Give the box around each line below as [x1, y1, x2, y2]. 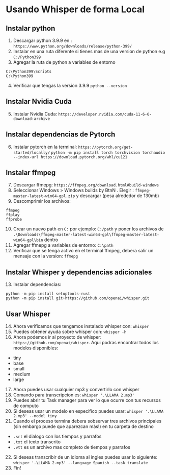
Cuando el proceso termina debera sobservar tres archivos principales [13, 418, 162, 424]
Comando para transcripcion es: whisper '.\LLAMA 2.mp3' [13, 392, 135, 398]
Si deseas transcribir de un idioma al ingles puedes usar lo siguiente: [13, 454, 157, 460]
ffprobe [6, 217, 22, 222]
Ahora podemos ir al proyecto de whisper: [13, 334, 102, 340]
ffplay [6, 212, 20, 218]
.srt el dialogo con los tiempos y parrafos [13, 433, 102, 440]
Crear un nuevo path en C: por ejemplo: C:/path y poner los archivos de [13, 226, 164, 232]
